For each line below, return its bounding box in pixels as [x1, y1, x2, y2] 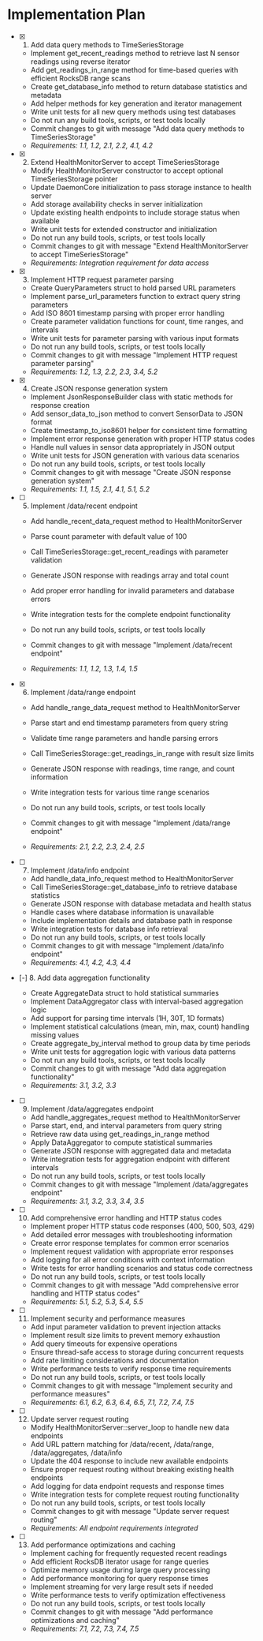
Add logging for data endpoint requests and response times [30, 1481, 225, 1490]
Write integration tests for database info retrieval [30, 924, 188, 933]
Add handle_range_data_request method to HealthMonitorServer [30, 702, 241, 712]
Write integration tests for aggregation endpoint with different [30, 1154, 230, 1164]
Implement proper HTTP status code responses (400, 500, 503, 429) [30, 1221, 255, 1231]
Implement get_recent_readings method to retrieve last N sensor [30, 48, 240, 58]
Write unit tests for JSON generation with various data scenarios [30, 450, 240, 460]
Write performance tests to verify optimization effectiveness [30, 1590, 226, 1599]
